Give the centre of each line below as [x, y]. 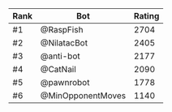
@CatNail [58, 69]
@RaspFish [62, 30]
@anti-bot [60, 56]
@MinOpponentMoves [83, 95]
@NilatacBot [64, 43]
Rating [146, 16]
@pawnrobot [65, 82]
